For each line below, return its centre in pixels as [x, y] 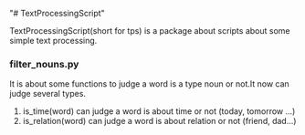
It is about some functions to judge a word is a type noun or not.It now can [149, 84]
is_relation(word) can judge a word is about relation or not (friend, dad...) [159, 121]
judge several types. [48, 94]
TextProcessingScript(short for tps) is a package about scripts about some [150, 31]
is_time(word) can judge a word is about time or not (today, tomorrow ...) [159, 111]
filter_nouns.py [44, 64]
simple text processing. [53, 41]
